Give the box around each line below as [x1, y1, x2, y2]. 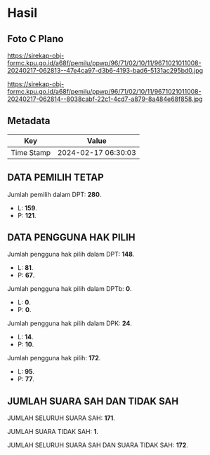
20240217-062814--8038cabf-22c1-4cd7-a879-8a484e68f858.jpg [7, 95, 203, 103]
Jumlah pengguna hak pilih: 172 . [7, 354, 101, 362]
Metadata [7, 115, 51, 127]
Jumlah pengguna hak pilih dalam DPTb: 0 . [7, 285, 132, 293]
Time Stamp [11, 147, 51, 157]
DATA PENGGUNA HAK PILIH [7, 231, 136, 243]
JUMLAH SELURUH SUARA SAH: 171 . [7, 414, 116, 422]
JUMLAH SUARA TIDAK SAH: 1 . [7, 428, 98, 436]
